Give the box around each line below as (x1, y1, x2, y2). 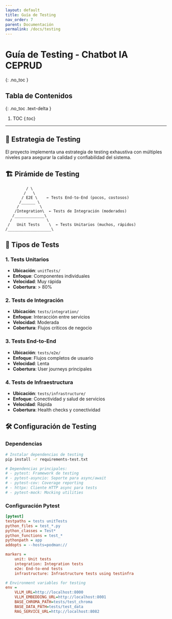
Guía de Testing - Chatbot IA (5, 49, 128, 61)
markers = (5, 552, 27, 557)
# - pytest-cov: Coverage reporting (5, 481, 83, 486)
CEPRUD (5, 60, 42, 72)
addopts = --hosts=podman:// (5, 542, 68, 548)
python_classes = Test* (5, 528, 56, 533)
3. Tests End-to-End (5, 338, 56, 345)
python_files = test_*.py (5, 523, 60, 528)
